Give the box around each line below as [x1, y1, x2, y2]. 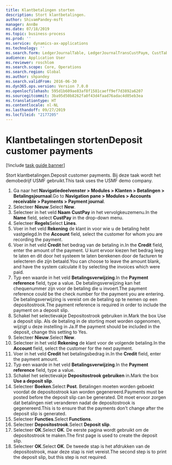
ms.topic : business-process [6, 31, 66, 36]
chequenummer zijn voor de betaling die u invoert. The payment [13, 285, 147, 291]
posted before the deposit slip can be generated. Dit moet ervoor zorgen [13, 394, 166, 400]
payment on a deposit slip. [13, 307, 69, 313]
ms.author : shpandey [6, 74, 50, 79]
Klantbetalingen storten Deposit [6, 134, 142, 146]
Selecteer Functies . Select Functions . [13, 416, 92, 422]
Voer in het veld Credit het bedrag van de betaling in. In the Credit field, [13, 242, 163, 248]
